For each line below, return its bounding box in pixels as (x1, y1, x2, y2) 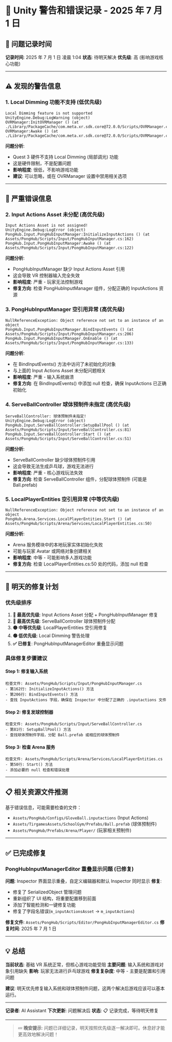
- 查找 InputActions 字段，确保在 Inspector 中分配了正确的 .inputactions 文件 (5, 698, 166, 703)
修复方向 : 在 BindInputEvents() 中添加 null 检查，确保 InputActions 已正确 (12, 380, 167, 386)
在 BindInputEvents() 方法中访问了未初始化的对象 (12, 361, 116, 367)
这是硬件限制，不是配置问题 (12, 160, 72, 166)
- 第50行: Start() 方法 (5, 762, 53, 767)
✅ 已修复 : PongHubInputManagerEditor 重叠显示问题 (12, 641, 124, 647)
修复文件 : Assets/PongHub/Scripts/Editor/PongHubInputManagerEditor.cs (5, 919, 159, 925)
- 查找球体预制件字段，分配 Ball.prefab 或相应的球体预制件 (5, 733, 120, 738)
